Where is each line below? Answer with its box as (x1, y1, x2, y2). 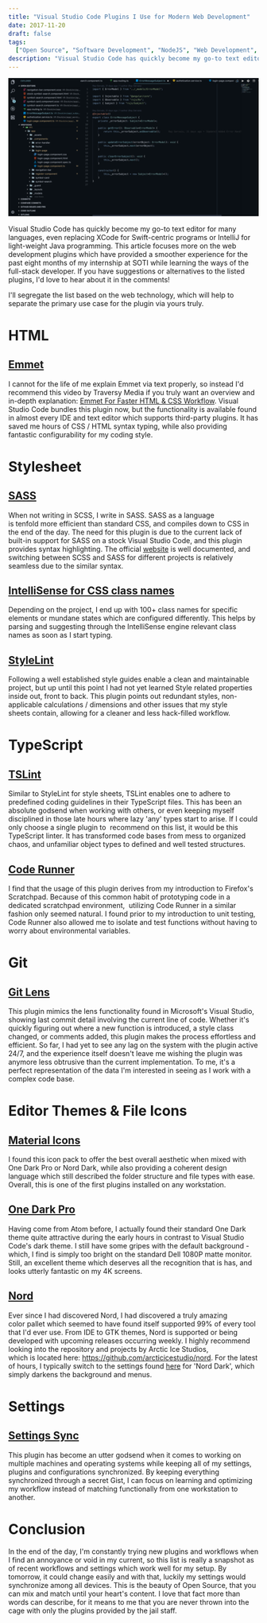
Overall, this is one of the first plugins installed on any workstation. (8, 1180, 226, 1190)
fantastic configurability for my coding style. (8, 429, 153, 439)
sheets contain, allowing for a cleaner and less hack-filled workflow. (8, 709, 230, 718)
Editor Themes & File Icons (8, 1102, 188, 1120)
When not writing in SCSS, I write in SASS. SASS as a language (8, 510, 215, 520)
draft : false (8, 29, 52, 37)
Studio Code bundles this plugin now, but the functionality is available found (8, 404, 257, 414)
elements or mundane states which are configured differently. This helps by (8, 613, 256, 623)
